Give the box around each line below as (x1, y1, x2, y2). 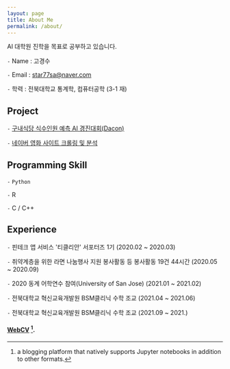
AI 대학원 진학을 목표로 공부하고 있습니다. (7, 43, 118, 51)
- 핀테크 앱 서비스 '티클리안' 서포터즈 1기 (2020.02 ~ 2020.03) (7, 243, 176, 251)
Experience (7, 224, 57, 235)
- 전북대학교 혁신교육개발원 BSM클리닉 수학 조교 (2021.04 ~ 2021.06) (7, 294, 196, 302)
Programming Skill (7, 159, 88, 171)
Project (7, 105, 39, 117)
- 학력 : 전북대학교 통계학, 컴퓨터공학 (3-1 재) (7, 85, 127, 93)
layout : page (7, 10, 44, 17)
